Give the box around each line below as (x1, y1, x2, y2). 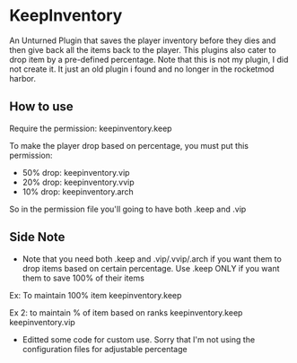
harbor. (9, 73, 37, 83)
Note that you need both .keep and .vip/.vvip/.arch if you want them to (22, 253, 283, 264)
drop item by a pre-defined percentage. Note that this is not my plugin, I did (9, 54, 289, 65)
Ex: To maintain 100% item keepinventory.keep (9, 290, 182, 300)
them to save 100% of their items (22, 272, 145, 283)
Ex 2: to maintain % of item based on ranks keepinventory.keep (9, 307, 243, 318)
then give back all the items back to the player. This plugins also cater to (9, 44, 276, 55)
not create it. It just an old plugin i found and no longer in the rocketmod (9, 64, 275, 74)
